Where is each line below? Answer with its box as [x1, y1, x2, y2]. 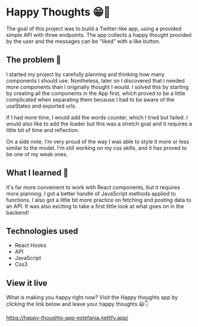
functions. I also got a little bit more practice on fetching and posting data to [6, 196, 191, 203]
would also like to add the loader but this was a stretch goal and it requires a [6, 120, 193, 127]
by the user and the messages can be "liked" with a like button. [6, 37, 161, 45]
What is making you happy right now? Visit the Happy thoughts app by [6, 294, 178, 301]
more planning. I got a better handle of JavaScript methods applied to [6, 190, 176, 197]
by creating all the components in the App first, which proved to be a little [6, 89, 186, 97]
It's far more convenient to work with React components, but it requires [6, 184, 180, 191]
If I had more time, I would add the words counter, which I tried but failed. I [6, 114, 188, 121]
